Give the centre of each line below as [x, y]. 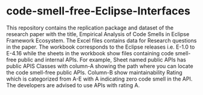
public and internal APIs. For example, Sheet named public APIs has [102, 60]
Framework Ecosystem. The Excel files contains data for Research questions [101, 40]
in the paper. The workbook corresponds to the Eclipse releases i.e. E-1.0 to [101, 47]
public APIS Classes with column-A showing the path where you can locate [100, 66]
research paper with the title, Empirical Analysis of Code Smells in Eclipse [98, 34]
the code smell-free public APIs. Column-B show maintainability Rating [94, 72]
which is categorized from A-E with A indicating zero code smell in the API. [99, 79]
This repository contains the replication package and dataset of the [90, 28]
